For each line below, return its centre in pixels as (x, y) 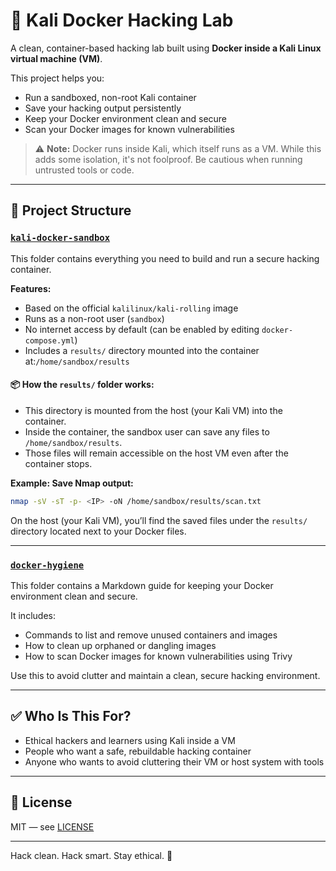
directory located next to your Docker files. (98, 531)
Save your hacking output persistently (103, 108)
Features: (31, 288)
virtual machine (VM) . (56, 58)
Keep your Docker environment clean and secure (126, 118)
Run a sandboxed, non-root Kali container (110, 97)
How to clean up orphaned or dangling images (120, 645)
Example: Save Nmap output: (72, 483)
